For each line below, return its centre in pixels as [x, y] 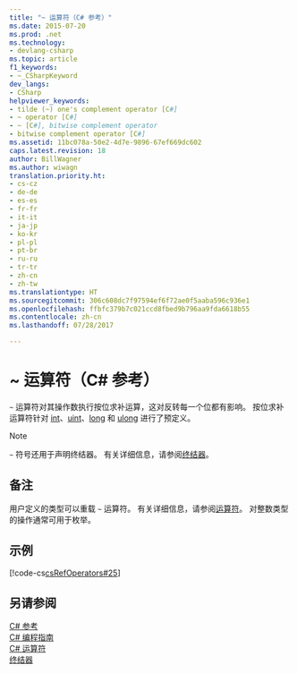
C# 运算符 [28, 649]
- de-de [24, 192]
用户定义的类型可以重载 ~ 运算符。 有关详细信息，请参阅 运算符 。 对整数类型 [149, 508]
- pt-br [24, 251]
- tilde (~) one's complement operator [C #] [93, 109]
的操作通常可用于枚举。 [52, 519]
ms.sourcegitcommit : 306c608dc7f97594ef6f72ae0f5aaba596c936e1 [130, 301]
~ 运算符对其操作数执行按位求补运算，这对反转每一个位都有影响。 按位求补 [147, 406]
